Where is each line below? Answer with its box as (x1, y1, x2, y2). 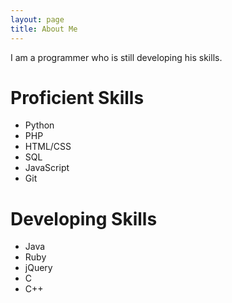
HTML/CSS (24, 141, 72, 153)
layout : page (10, 14, 65, 25)
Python (24, 119, 55, 131)
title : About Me (10, 24, 78, 34)
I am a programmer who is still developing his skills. (10, 51, 223, 63)
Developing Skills (10, 207, 158, 230)
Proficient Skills (10, 86, 145, 109)
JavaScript (24, 162, 70, 174)
